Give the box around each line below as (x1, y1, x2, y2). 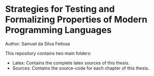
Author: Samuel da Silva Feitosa (5, 40, 71, 46)
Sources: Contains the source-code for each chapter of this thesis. (12, 65, 150, 71)
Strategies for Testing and (5, 3, 115, 15)
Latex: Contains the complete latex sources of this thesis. (12, 60, 130, 66)
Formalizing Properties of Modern (5, 14, 148, 25)
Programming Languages (5, 25, 112, 36)
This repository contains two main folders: (5, 50, 92, 56)
